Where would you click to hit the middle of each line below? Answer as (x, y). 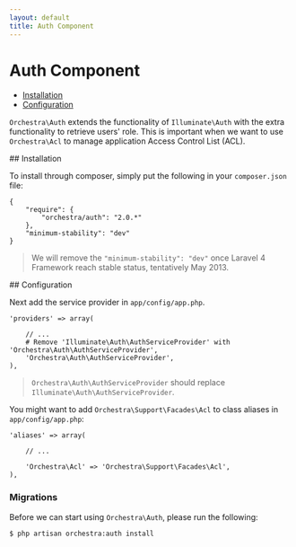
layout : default (39, 18)
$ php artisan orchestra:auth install (82, 534)
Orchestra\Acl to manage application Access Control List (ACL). (127, 141)
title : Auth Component (52, 26)
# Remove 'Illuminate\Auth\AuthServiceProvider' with (128, 342)
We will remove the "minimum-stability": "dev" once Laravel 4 (148, 258)
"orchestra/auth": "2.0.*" (92, 218)
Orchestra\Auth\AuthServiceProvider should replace (128, 383)
